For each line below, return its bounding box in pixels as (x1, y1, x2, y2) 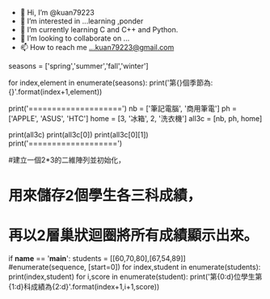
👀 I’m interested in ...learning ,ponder (19, 16, 144, 26)
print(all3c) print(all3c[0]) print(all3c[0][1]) (8, 130, 149, 139)
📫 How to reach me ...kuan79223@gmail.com (19, 43, 175, 52)
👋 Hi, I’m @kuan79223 (19, 8, 95, 17)
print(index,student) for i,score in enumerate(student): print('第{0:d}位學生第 (8, 272, 263, 282)
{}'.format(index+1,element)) (8, 87, 103, 96)
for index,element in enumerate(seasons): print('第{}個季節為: (8, 78, 213, 87)
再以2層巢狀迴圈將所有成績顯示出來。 (8, 226, 259, 245)
